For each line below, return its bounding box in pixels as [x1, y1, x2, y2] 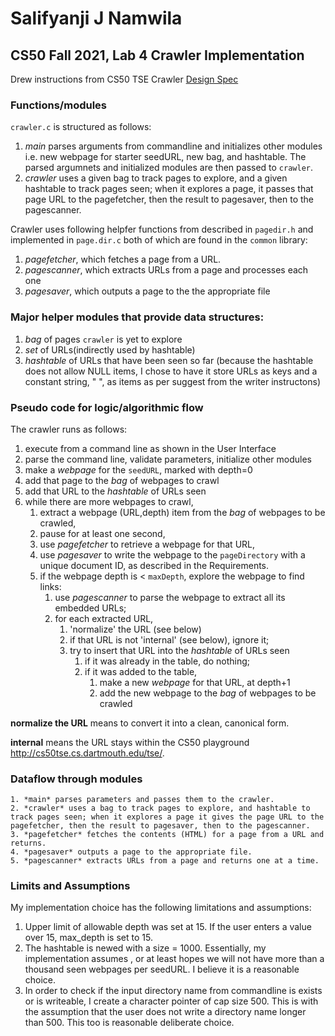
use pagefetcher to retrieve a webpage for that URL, [39, 538, 256, 550]
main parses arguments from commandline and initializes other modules [24, 140, 323, 152]
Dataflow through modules [10, 772, 143, 786]
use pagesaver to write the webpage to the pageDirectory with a [39, 548, 306, 561]
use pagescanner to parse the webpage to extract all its [54, 591, 286, 603]
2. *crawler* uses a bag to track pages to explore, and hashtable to [10, 803, 311, 814]
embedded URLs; [54, 602, 127, 614]
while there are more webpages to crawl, [24, 495, 194, 507]
